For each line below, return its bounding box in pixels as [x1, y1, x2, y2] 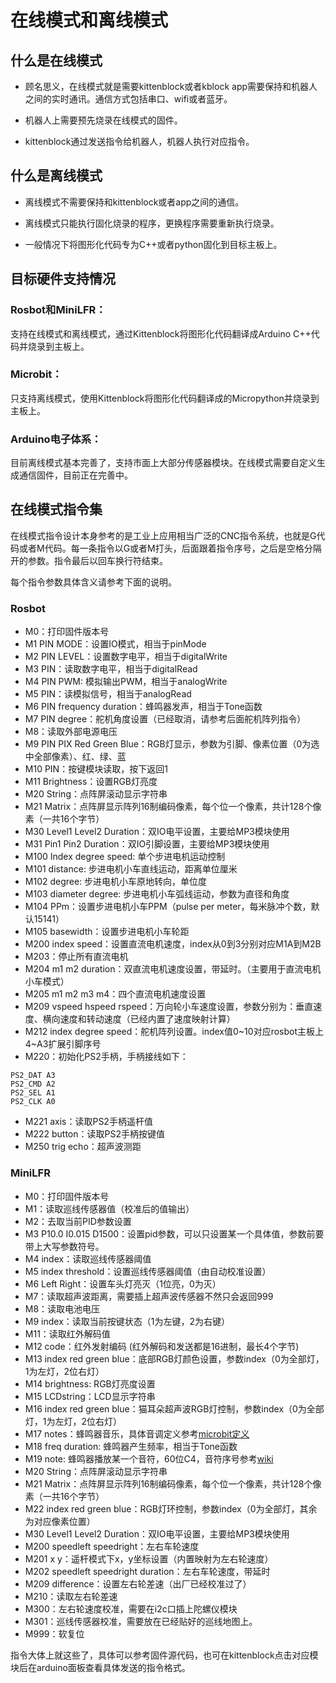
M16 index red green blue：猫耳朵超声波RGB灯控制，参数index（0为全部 [24, 1402, 325, 1415]
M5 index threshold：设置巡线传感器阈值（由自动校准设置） [24, 1265, 272, 1277]
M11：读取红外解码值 [24, 1327, 111, 1340]
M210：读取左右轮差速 [24, 1590, 118, 1602]
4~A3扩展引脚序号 [24, 1038, 102, 1050]
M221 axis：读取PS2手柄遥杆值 [24, 1116, 153, 1128]
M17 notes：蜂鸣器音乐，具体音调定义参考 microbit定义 [24, 1427, 250, 1440]
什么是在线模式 [10, 52, 103, 69]
